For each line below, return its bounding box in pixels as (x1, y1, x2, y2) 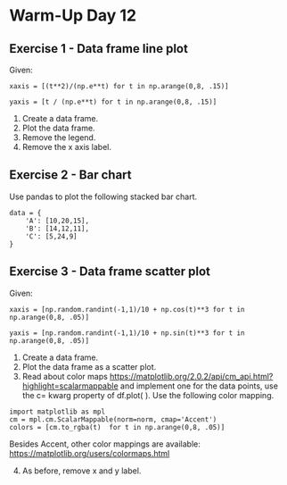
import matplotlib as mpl (9, 407, 105, 416)
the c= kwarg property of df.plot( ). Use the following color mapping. (21, 389, 275, 400)
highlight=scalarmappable (21, 380, 119, 391)
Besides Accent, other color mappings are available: (9, 439, 201, 449)
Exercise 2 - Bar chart (9, 167, 132, 183)
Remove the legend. (21, 132, 96, 143)
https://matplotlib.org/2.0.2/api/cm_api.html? (110, 371, 274, 381)
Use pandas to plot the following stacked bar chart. (9, 191, 198, 202)
